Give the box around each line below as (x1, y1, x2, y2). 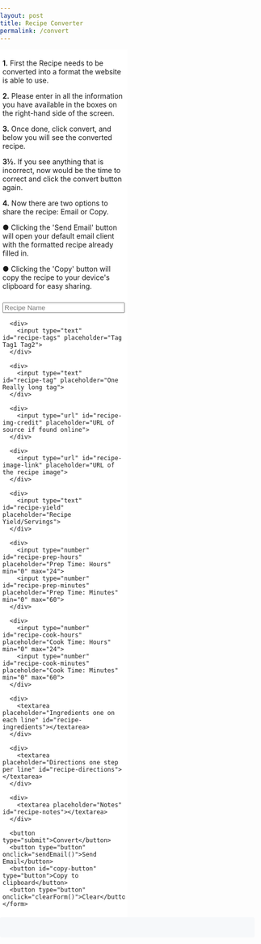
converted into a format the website (2, 67, 121, 77)
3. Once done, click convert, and (2, 124, 112, 134)
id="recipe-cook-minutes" (2, 659, 90, 668)
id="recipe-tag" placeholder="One (2, 376, 119, 385)
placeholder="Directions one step (2, 759, 119, 767)
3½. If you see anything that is (2, 157, 104, 167)
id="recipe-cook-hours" (2, 631, 82, 640)
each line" (2, 716, 40, 725)
